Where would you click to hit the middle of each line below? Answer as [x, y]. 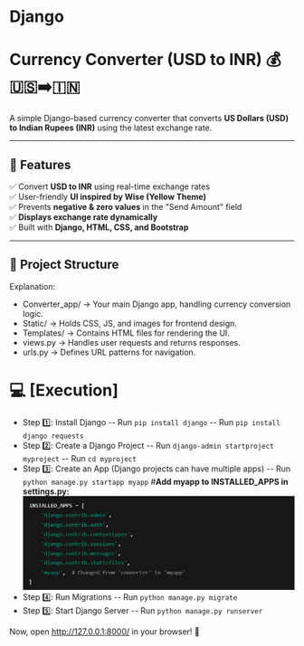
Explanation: [33, 286]
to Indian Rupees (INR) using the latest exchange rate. [111, 128]
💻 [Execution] [64, 390]
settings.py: [46, 491]
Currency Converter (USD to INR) [136, 60]
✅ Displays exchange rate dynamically [84, 217]
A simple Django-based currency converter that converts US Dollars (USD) [149, 119]
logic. [33, 313]
